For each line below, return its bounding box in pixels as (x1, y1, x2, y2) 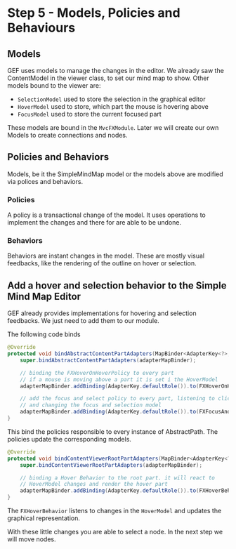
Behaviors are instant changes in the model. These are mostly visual (7, 251, 205, 260)
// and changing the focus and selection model (20, 402, 162, 409)
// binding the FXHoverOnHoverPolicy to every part (20, 369, 174, 376)
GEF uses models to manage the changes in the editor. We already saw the (7, 67, 225, 74)
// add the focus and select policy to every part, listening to (20, 395, 216, 402)
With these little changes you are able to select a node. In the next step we (7, 528, 223, 536)
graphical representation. (7, 514, 81, 522)
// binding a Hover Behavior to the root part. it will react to (20, 474, 216, 482)
